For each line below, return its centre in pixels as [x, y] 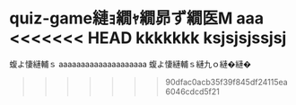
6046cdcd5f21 [192, 92]
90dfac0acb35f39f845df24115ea [227, 82]
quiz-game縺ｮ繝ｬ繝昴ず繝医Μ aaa [137, 18]
